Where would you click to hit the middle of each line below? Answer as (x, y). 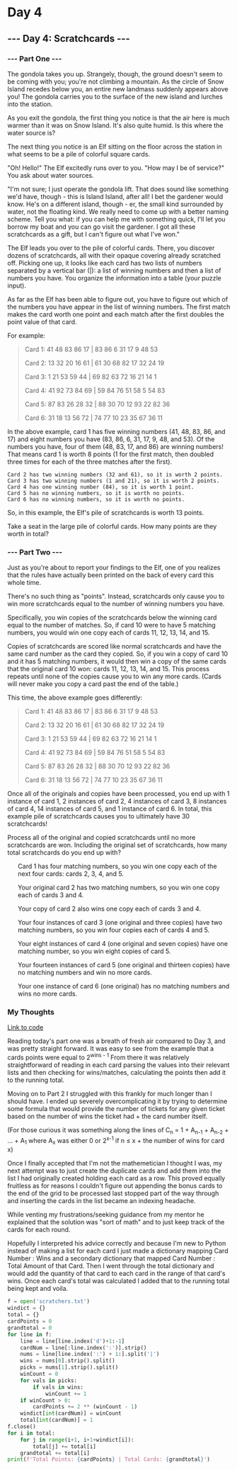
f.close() (22, 1427)
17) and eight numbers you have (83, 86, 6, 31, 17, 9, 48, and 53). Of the (111, 439)
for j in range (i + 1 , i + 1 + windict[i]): (77, 1440)
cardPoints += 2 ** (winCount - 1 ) (85, 1407)
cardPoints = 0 (30, 1321)
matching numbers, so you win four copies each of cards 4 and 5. (114, 930)
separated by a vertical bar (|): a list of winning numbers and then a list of (114, 270)
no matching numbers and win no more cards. (85, 973)
